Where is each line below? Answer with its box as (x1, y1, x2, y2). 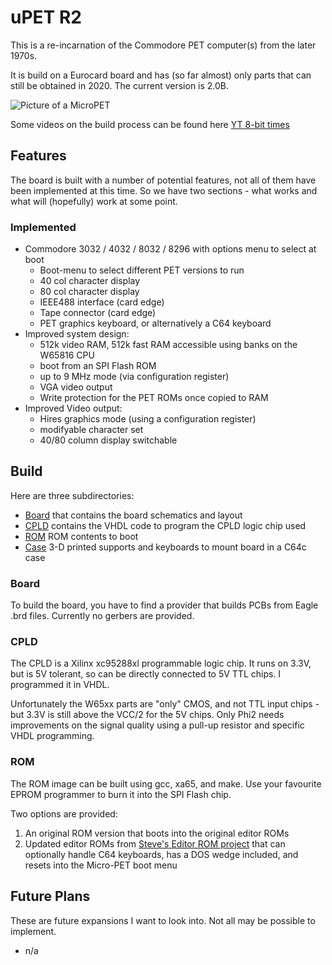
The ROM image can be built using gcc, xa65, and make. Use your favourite (10, 777, 322, 790)
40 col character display (39, 275, 141, 287)
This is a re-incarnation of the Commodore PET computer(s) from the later (10, 39, 317, 51)
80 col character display (39, 286, 140, 298)
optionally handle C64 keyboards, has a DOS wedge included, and (24, 848, 299, 860)
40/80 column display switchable (39, 434, 178, 446)
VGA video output (39, 381, 113, 393)
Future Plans (10, 888, 91, 905)
